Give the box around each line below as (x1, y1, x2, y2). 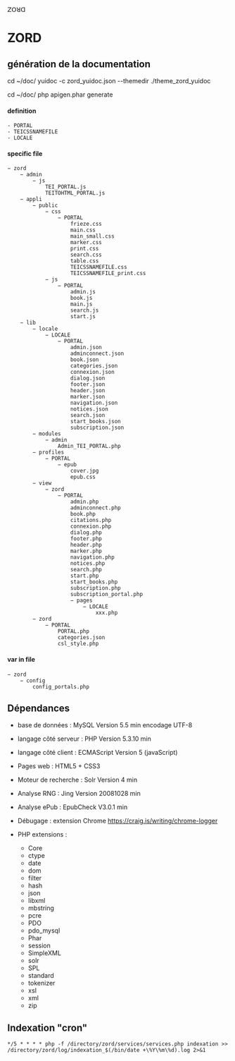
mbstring (27, 904, 55, 912)
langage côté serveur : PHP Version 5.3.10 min (17, 734, 151, 743)
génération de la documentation (7, 58, 151, 70)
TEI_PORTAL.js (44, 183, 87, 190)
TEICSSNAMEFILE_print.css (70, 270, 146, 277)
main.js (70, 301, 93, 308)
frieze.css (70, 221, 102, 228)
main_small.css (70, 233, 115, 240)
